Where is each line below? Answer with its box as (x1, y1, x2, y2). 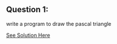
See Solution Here (6, 32, 50, 39)
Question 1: (6, 5, 49, 15)
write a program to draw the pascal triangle (6, 20, 112, 27)
